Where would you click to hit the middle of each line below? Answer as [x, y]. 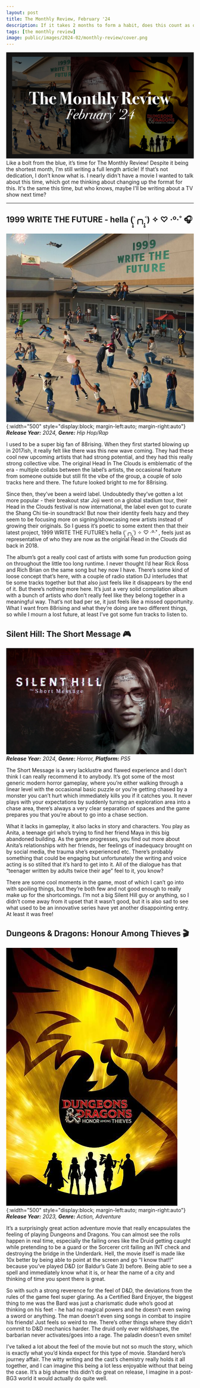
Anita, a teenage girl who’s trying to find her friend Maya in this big [88, 832]
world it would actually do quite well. [63, 1378]
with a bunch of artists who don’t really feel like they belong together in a [96, 596]
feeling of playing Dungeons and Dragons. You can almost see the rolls [93, 1234]
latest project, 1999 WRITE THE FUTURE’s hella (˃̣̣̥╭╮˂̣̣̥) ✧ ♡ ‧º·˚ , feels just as [99, 533]
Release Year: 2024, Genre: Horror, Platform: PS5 [68, 758]
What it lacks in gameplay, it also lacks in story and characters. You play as [98, 826]
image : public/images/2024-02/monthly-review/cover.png [77, 38]
